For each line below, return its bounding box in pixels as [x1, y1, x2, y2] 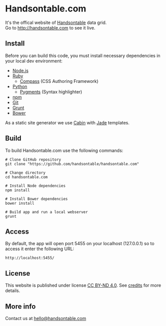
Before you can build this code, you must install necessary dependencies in [5, 52, 161, 58]
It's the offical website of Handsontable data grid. [5, 19, 107, 25]
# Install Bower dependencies [5, 196, 68, 201]
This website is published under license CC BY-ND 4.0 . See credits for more [5, 283, 161, 289]
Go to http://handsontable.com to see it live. [5, 24, 96, 30]
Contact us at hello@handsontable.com [5, 316, 86, 321]
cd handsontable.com [5, 174, 48, 180]
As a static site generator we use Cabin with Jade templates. [5, 119, 130, 125]
